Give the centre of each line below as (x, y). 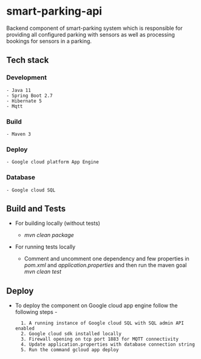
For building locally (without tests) (57, 223)
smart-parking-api (54, 11)
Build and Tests (36, 208)
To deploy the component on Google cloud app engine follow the (96, 305)
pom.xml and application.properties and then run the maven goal (105, 265)
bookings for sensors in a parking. (49, 41)
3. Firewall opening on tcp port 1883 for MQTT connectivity (100, 339)
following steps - (36, 312)
